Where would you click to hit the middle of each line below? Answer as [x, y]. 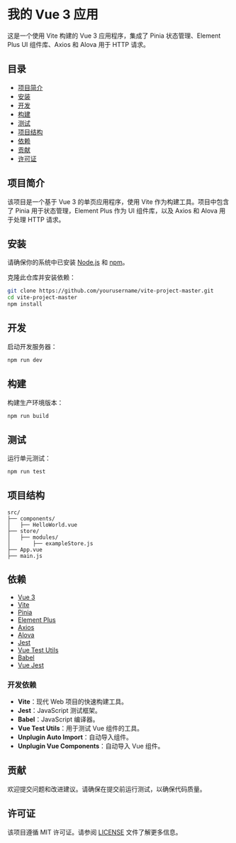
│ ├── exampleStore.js [50, 543]
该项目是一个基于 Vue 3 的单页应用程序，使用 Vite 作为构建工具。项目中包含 [118, 202]
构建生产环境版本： [35, 402]
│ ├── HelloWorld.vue [43, 525]
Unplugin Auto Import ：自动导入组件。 [75, 737]
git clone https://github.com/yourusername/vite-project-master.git [111, 291]
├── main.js [25, 556]
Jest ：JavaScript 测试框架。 [59, 710]
